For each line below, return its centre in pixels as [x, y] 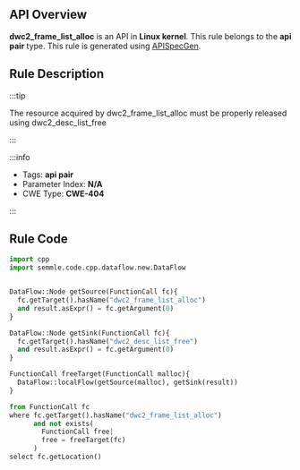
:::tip [17, 95]
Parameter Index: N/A [62, 184]
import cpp [30, 260]
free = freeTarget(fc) [84, 440]
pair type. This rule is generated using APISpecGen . [105, 46]
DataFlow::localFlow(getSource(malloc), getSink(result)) [128, 383]
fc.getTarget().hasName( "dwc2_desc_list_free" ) [108, 341]
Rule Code [39, 239]
